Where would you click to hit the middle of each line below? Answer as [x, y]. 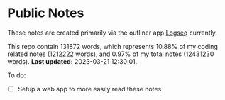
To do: [17, 75]
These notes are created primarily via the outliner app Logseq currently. [112, 33]
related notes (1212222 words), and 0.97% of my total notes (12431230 [111, 54]
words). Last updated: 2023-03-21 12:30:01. [72, 61]
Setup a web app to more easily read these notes [89, 89]
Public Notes [46, 13]
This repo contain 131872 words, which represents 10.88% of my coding [112, 46]
